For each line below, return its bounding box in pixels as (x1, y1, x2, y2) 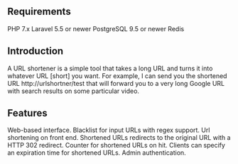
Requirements (7, 6, 71, 18)
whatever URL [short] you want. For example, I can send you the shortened (7, 71, 227, 80)
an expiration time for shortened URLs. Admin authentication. (7, 148, 186, 157)
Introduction (7, 45, 64, 58)
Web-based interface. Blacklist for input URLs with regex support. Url (7, 126, 210, 134)
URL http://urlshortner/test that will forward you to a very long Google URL (7, 79, 225, 87)
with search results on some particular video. (7, 87, 140, 95)
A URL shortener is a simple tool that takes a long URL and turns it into (7, 64, 213, 72)
